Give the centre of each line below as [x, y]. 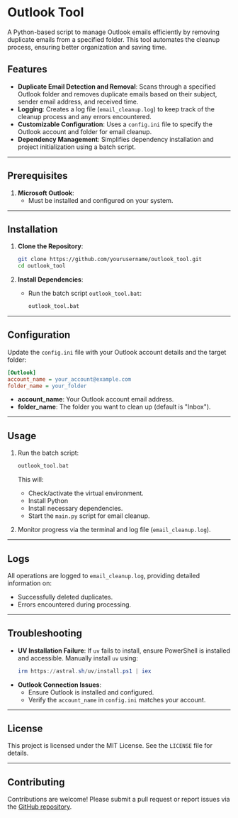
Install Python [48, 501]
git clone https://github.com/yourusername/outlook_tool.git [110, 260]
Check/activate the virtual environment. [86, 493]
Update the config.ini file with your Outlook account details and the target [117, 352]
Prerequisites [38, 176]
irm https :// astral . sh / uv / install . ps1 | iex [84, 671]
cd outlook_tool [41, 266]
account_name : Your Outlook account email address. [96, 399]
